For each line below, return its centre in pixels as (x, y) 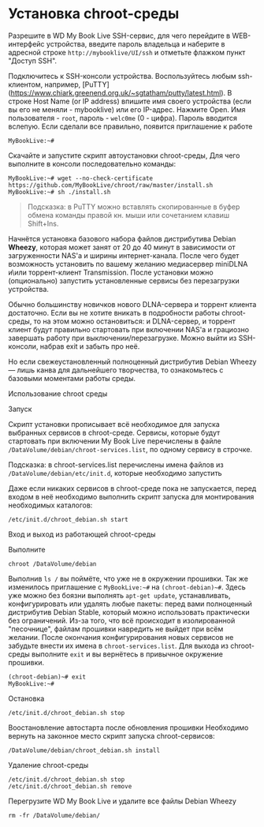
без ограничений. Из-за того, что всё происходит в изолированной (122, 620)
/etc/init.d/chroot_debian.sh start (68, 519)
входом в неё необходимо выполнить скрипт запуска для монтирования (131, 496)
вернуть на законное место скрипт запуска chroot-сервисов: (112, 735)
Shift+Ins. (43, 223)
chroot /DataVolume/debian (52, 564)
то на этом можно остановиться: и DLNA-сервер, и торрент (135, 321)
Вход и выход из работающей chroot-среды (82, 534)
